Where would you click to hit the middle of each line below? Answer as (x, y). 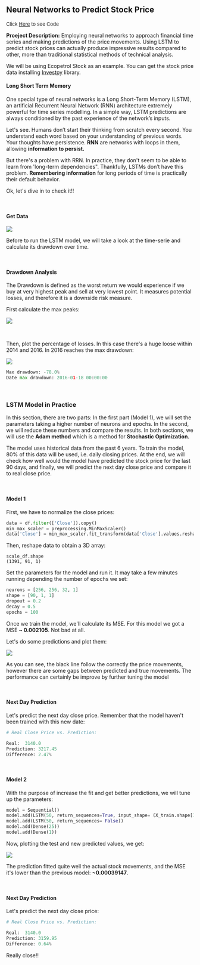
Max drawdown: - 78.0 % (33, 372)
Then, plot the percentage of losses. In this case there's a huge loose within (99, 344)
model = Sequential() (33, 810)
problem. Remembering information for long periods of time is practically (97, 173)
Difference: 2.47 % (29, 754)
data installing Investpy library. (44, 72)
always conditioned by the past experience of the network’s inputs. (88, 118)
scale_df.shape (25, 556)
